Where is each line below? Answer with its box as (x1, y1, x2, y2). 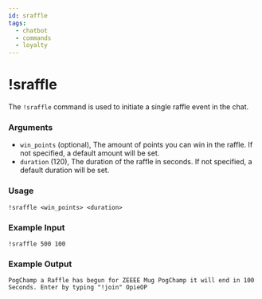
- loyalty (15, 41, 48, 49)
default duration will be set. (19, 165, 110, 175)
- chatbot (15, 26, 48, 34)
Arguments (8, 121, 53, 132)
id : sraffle (8, 11, 48, 20)
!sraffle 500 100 (8, 240, 66, 248)
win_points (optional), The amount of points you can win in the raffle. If (19, 140, 253, 150)
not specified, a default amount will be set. (19, 148, 160, 158)
